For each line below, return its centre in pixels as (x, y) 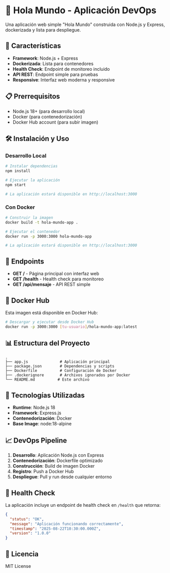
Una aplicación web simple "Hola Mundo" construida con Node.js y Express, (85, 24)
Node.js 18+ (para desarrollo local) (49, 111)
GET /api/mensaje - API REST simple (52, 284)
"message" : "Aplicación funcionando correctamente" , (67, 524)
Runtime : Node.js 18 (34, 408)
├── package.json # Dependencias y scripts (60, 366)
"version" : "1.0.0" (30, 533)
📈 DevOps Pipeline (36, 440)
